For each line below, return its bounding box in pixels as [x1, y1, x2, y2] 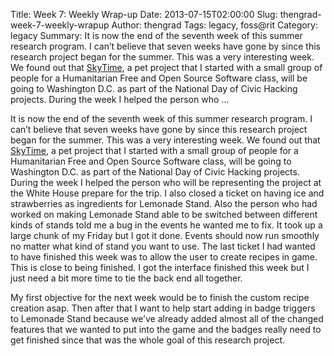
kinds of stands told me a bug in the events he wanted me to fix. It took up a [10, 219, 323, 231]
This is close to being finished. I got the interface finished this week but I [10, 262, 310, 273]
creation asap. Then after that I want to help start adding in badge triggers [10, 302, 316, 314]
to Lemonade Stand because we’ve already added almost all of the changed [10, 313, 324, 324]
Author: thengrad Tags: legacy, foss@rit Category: [111, 19, 319, 31]
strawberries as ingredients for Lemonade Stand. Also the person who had [10, 198, 318, 209]
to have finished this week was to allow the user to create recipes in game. [10, 251, 318, 263]
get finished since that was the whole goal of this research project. [10, 334, 286, 346]
